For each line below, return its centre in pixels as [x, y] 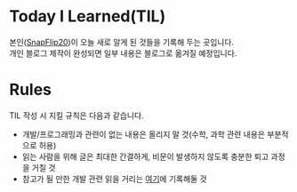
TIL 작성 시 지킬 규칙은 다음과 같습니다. [76, 115]
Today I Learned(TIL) [88, 16]
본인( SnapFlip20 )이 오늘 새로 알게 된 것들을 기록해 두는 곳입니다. [121, 42]
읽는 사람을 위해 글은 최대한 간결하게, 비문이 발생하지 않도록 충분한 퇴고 [145, 156]
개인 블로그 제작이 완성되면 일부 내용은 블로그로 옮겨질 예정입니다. [123, 53]
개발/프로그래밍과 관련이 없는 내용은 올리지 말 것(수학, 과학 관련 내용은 [143, 134]
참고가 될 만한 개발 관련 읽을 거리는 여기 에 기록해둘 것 [114, 179]
